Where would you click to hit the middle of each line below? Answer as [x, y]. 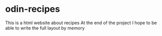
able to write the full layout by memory [45, 28]
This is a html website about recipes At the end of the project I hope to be [81, 23]
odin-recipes [33, 9]
